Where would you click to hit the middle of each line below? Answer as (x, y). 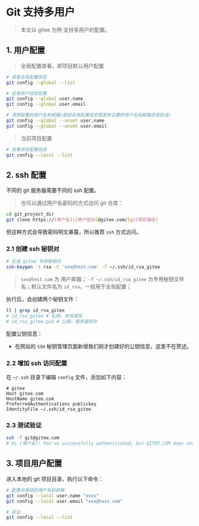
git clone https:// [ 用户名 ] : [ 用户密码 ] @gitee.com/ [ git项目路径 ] (82, 220)
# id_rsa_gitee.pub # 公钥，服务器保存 (52, 322)
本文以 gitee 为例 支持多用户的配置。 (65, 30)
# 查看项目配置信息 (27, 149)
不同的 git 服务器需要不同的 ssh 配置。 (53, 190)
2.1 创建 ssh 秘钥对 (33, 248)
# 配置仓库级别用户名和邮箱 (36, 490)
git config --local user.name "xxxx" (53, 496)
